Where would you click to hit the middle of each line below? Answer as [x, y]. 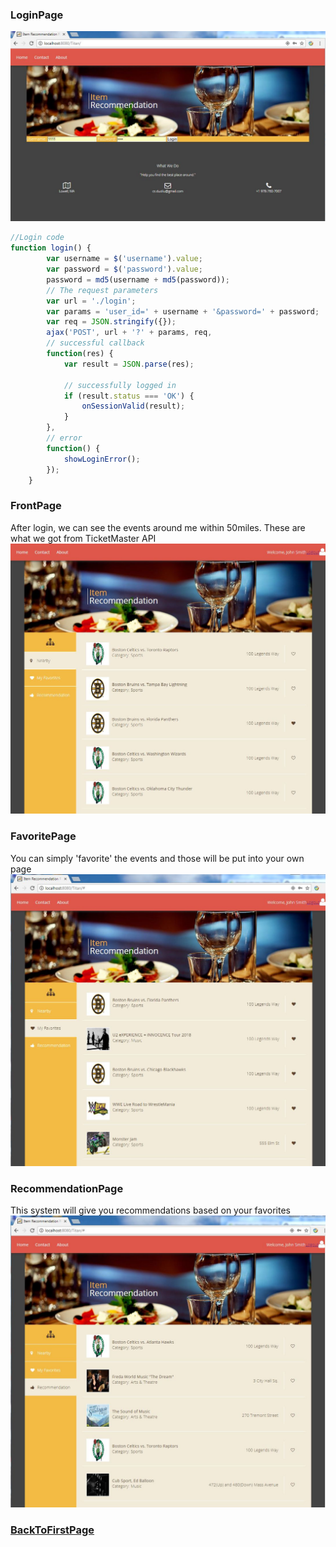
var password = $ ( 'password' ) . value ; [124, 269]
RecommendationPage [67, 1188]
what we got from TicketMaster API [83, 538]
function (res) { [80, 354]
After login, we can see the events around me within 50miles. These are [158, 527]
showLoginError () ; [102, 459]
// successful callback [95, 343]
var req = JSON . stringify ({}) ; [111, 322]
